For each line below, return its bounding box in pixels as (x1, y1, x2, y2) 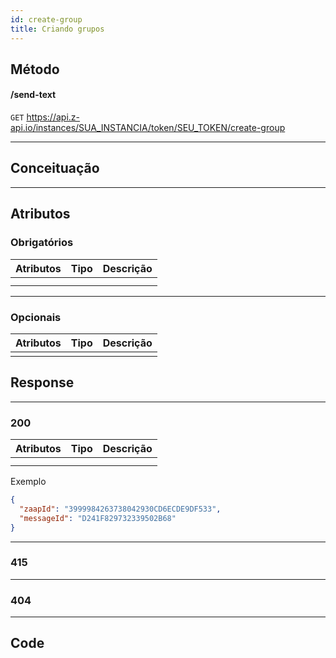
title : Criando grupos (10, 24, 105, 34)
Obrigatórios (10, 236, 74, 250)
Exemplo (10, 476, 47, 487)
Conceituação (10, 160, 100, 177)
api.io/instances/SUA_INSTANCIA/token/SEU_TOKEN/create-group (10, 122, 286, 134)
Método (10, 61, 60, 78)
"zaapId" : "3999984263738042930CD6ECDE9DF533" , (19, 504, 222, 514)
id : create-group (10, 14, 83, 25)
